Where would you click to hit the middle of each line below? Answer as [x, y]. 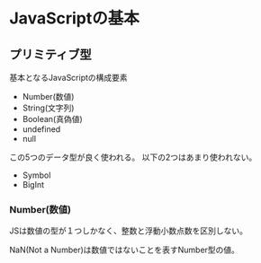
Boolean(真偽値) [52, 119]
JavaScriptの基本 [74, 18]
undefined [41, 129]
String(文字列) [48, 108]
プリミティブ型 [50, 54]
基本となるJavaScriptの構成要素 [68, 78]
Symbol [36, 175]
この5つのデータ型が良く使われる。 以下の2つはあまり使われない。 [133, 157]
